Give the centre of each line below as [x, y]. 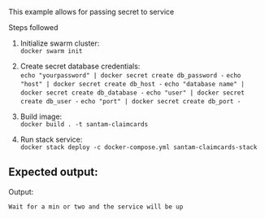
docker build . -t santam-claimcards [84, 125]
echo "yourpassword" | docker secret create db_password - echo [130, 76]
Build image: [41, 116]
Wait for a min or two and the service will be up [96, 207]
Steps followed [33, 27]
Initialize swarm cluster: [60, 43]
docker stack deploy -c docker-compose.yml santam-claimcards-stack [139, 147]
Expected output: [53, 172]
